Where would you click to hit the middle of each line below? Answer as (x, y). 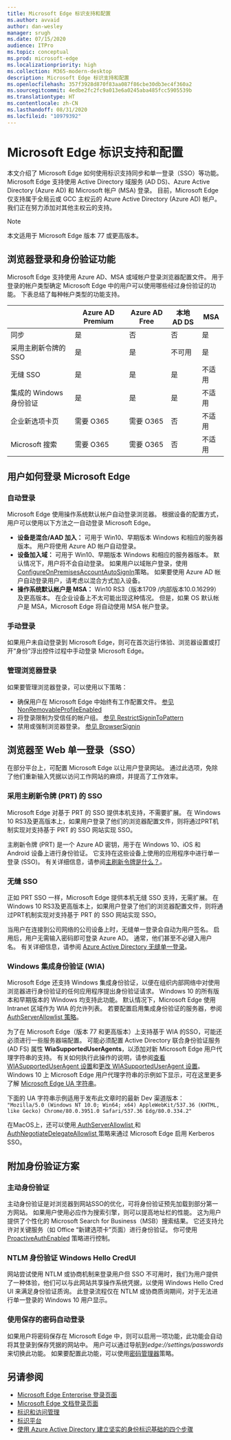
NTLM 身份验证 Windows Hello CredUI (71, 1258)
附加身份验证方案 (43, 1166)
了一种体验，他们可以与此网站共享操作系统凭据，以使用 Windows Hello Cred (115, 1283)
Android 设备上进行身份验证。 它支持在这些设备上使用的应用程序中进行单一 (113, 853)
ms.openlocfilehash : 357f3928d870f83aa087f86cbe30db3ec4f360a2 (100, 84)
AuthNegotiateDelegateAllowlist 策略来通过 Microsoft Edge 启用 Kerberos (111, 1134)
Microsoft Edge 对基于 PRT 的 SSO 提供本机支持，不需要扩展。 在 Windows (114, 812)
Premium (99, 322)
